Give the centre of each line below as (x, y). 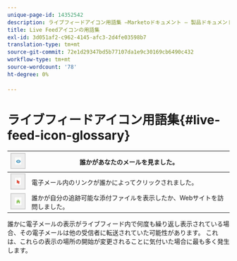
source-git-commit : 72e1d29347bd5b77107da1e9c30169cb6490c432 (101, 52)
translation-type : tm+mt (44, 45)
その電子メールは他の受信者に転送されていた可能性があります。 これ (119, 232)
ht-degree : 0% (28, 74)
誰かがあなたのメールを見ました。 (129, 162)
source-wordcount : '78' (42, 67)
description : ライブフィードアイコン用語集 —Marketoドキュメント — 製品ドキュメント (120, 22)
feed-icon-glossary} (69, 135)
